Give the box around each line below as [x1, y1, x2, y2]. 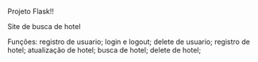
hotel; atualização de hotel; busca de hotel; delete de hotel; [7, 46, 202, 54]
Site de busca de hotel [7, 22, 81, 31]
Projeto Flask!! [7, 7, 55, 16]
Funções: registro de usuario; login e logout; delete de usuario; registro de [7, 37, 251, 46]
